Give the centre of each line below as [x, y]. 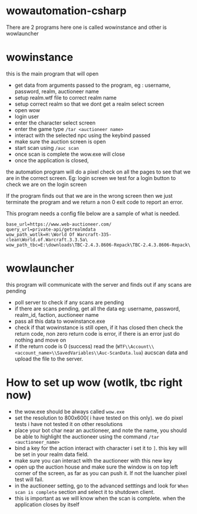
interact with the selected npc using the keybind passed [83, 135]
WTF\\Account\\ [136, 346]
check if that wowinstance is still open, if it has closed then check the [99, 327]
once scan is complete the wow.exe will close [70, 154]
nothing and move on [40, 340]
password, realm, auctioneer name [57, 91]
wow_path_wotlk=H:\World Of [41, 234]
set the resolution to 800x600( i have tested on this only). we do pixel [99, 418]
